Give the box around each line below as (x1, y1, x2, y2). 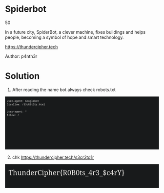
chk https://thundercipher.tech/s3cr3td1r (12, 154, 94, 160)
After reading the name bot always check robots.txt (12, 87, 116, 93)
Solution (5, 71, 40, 82)
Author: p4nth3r (5, 53, 38, 59)
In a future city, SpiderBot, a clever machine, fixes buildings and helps (5, 29, 145, 35)
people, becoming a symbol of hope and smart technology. (5, 34, 124, 40)
